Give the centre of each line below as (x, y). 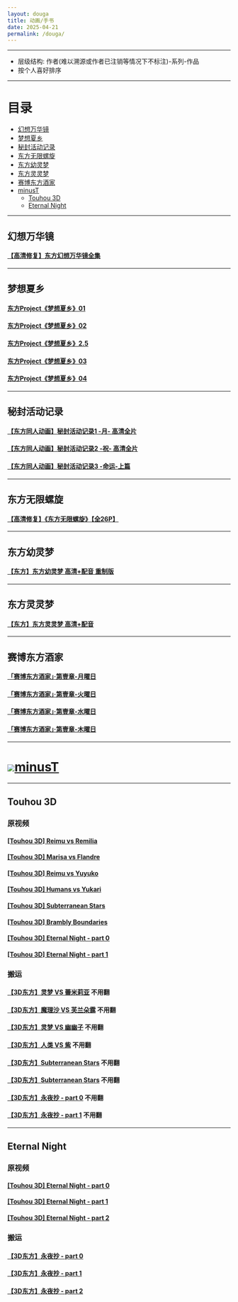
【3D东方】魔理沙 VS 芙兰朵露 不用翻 (62, 1010)
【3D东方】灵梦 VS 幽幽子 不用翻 (56, 1027)
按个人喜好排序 (39, 70)
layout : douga (28, 14)
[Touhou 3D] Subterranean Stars (56, 905)
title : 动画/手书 (31, 21)
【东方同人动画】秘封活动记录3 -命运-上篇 (69, 466)
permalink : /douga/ (36, 34)
